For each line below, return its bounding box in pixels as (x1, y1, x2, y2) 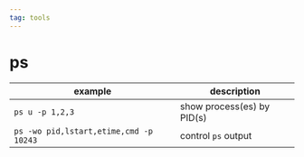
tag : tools (9, 13, 51, 23)
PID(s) (179, 111, 207, 124)
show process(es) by (179, 100, 270, 113)
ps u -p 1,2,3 (14, 106, 75, 117)
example (73, 85, 112, 97)
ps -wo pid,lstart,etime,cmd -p (14, 125, 154, 136)
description (209, 85, 261, 97)
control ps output (179, 129, 252, 142)
